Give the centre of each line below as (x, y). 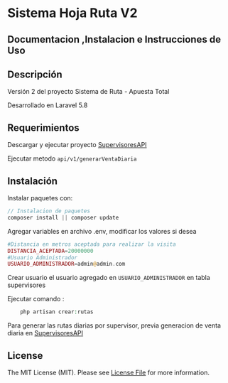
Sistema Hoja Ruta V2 (72, 13)
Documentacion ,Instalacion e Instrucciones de (114, 39)
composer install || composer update (63, 217)
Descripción (35, 74)
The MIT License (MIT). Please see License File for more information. (108, 372)
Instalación (33, 181)
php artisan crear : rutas (57, 312)
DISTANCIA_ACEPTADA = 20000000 (50, 251)
